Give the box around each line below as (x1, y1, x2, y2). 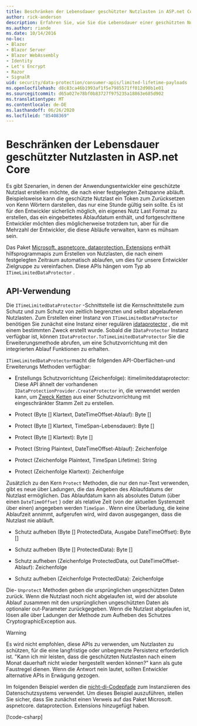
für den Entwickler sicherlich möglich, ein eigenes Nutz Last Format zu (6, 207, 177, 215)
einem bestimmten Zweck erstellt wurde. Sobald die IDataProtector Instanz (6, 327, 189, 333)
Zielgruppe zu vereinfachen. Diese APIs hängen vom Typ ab (6, 263, 151, 270)
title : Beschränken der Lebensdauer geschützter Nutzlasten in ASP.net (6, 8, 185, 15)
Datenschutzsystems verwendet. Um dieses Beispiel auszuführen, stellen (6, 689, 184, 697)
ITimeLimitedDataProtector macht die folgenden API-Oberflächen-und (6, 357, 175, 364)
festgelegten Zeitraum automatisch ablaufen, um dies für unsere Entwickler (6, 257, 188, 264)
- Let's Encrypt (6, 63, 46, 69)
